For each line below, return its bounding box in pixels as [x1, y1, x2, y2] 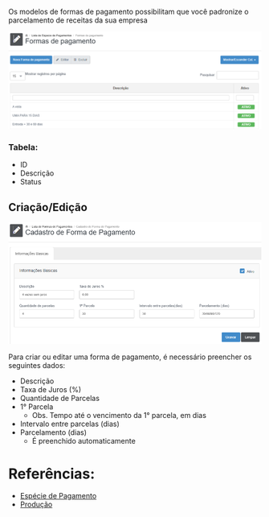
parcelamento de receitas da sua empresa [8, 15, 149, 25]
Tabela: [8, 141, 39, 152]
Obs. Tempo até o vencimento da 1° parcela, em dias [31, 411, 207, 420]
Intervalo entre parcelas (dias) [19, 419, 120, 429]
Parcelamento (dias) [19, 428, 87, 437]
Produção [19, 499, 53, 510]
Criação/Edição [8, 201, 88, 214]
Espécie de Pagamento [19, 491, 97, 501]
